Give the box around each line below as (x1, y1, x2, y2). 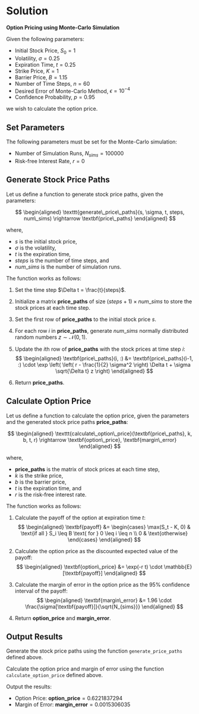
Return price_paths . (14, 379, 65, 386)
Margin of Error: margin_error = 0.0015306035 (14, 701, 131, 708)
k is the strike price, (14, 472, 64, 479)
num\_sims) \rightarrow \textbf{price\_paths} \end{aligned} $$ (23, 214, 176, 222)
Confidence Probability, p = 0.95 (14, 93, 95, 101)
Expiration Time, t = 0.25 (14, 61, 76, 68)
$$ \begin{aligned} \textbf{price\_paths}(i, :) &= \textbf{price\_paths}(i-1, (15, 354, 193, 361)
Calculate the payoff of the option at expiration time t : (14, 514, 146, 521)
